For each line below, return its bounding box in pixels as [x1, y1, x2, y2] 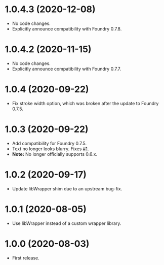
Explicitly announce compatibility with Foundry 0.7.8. [12, 25, 122, 31]
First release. [12, 255, 39, 261]
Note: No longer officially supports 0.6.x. [12, 151, 97, 157]
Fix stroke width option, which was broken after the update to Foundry [12, 100, 159, 106]
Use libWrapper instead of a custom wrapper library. [12, 220, 121, 226]
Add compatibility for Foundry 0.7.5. [12, 140, 87, 146]
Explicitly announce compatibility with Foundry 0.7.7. [12, 65, 121, 72]
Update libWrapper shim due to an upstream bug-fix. [12, 185, 122, 191]
